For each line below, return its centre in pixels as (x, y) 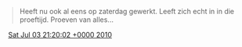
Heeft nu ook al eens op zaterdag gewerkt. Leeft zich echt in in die (127, 11)
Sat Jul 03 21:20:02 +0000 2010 (60, 35)
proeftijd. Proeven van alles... (66, 20)
